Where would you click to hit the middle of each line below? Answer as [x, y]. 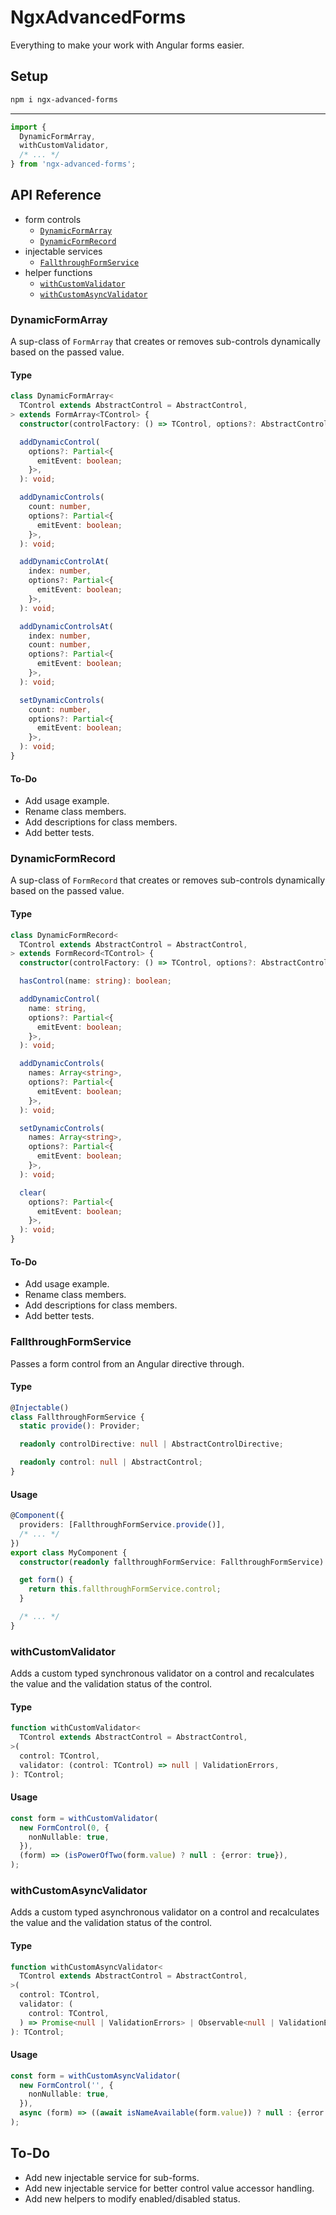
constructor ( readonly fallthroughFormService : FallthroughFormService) [172, 1562]
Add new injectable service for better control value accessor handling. [169, 2188]
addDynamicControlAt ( [64, 562]
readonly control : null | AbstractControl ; [111, 1462]
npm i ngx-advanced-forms [64, 99]
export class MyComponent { [69, 1552]
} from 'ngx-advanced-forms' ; [73, 164]
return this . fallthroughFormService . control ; [125, 1589]
